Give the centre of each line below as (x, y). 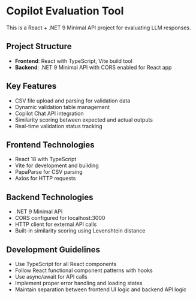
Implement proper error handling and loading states (79, 283)
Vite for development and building (57, 165)
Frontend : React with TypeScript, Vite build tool (74, 61)
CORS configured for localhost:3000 (60, 218)
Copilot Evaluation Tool (65, 11)
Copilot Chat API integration (49, 113)
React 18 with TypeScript (46, 159)
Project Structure (39, 46)
